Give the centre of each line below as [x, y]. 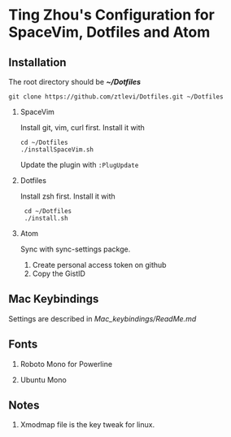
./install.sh [46, 218]
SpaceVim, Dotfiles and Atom [109, 32]
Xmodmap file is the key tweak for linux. [87, 425]
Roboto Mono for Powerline [66, 364]
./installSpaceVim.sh [57, 150]
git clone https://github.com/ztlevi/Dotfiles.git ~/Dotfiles [116, 97]
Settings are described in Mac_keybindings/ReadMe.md [102, 318]
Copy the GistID [59, 273]
